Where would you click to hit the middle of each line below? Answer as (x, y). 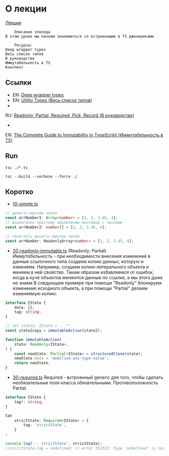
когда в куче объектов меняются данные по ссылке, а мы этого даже (88, 277)
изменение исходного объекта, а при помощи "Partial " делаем (80, 288)
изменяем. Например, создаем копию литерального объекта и (81, 267)
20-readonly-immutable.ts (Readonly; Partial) (59, 250)
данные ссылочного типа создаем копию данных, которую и (78, 261)
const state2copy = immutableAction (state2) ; (54, 331)
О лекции (26, 9)
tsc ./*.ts (17, 168)
